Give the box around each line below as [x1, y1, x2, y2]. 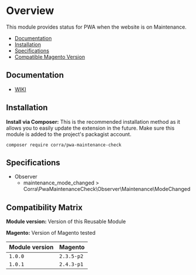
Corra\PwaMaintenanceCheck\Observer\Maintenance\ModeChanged [23, 186, 191, 193]
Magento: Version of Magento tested [6, 229, 96, 236]
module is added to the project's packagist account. [6, 130, 132, 138]
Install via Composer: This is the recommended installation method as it [6, 118, 180, 125]
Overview [6, 4, 54, 18]
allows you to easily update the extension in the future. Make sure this [6, 124, 175, 131]
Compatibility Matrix [6, 203, 83, 213]
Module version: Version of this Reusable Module [6, 218, 126, 225]
